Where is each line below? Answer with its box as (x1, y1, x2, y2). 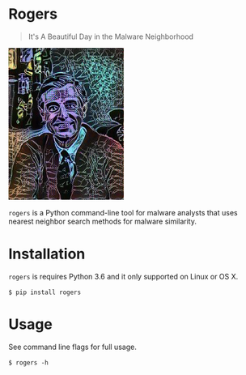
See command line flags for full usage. (8, 342, 138, 352)
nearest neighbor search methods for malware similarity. (8, 216, 197, 226)
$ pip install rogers (8, 288, 82, 296)
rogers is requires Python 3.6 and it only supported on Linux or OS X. (8, 271, 239, 281)
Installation (8, 245, 86, 263)
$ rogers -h (8, 358, 49, 367)
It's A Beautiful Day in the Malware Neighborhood (28, 32, 194, 41)
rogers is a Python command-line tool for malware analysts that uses (8, 207, 238, 217)
